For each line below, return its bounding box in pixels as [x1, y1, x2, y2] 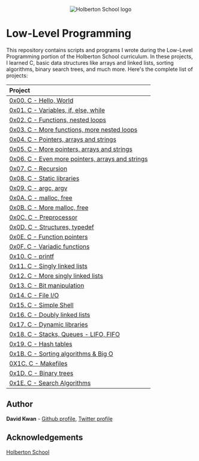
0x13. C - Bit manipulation [9, 281, 85, 290]
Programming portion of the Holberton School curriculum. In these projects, [6, 53, 193, 60]
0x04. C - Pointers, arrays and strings [9, 135, 117, 143]
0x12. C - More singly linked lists [9, 272, 104, 280]
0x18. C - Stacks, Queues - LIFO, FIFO [9, 330, 120, 338]
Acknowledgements [6, 432, 83, 443]
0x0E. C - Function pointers [9, 233, 88, 241]
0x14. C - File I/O [9, 291, 59, 299]
